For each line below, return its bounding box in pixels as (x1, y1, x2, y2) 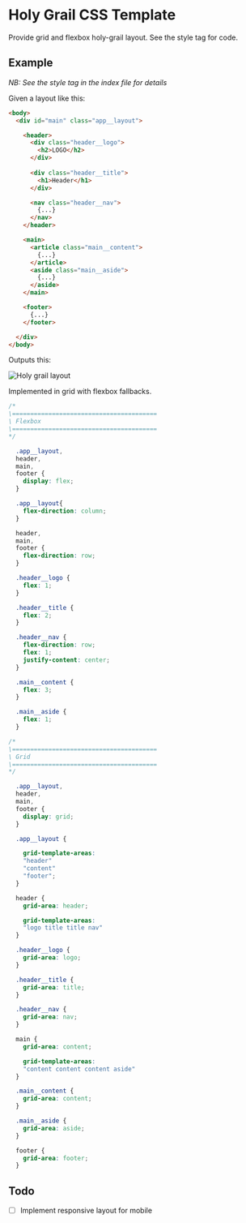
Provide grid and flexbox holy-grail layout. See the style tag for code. (8, 32, 239, 42)
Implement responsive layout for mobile (19, 1206, 152, 1216)
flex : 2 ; (23, 611, 53, 620)
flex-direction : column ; (23, 507, 107, 515)
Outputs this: (8, 355, 51, 365)
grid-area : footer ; (23, 1154, 89, 1162)
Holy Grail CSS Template (8, 6, 176, 24)
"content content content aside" (23, 1065, 136, 1073)
